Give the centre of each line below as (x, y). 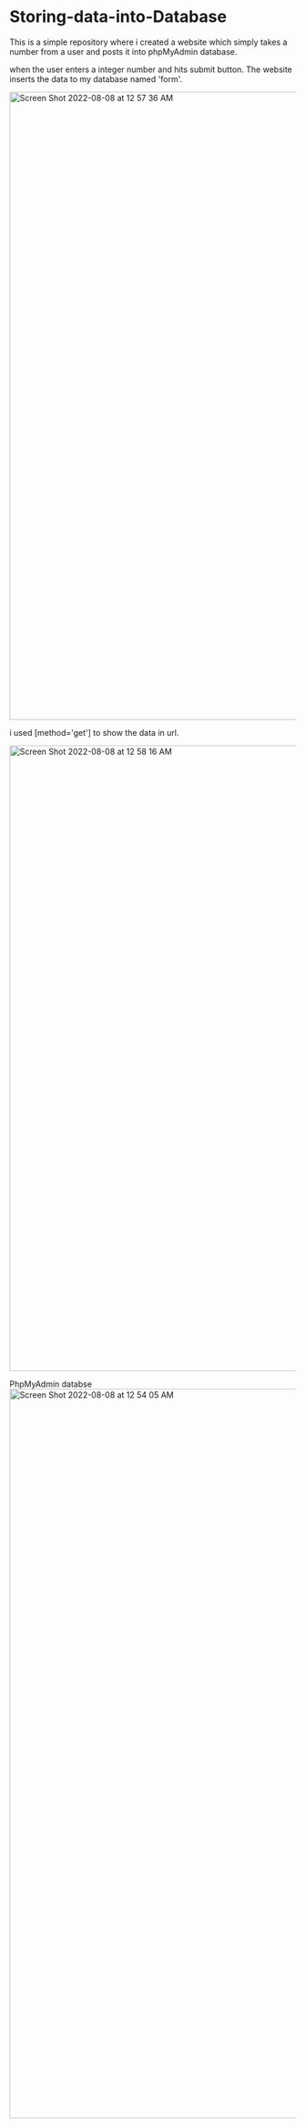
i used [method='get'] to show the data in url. (94, 732)
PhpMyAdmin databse (51, 1384)
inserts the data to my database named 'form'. (96, 78)
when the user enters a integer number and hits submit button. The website (151, 69)
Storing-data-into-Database (118, 17)
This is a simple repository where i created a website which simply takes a (148, 42)
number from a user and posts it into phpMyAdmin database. (123, 51)
